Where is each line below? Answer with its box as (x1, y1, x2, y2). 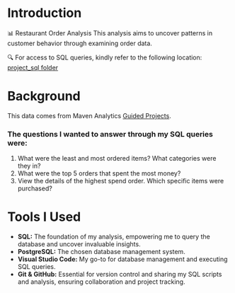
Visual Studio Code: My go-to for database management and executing (17, 255, 228, 263)
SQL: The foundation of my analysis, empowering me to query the (17, 232, 210, 241)
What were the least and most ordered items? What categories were (17, 154, 217, 163)
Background (7, 88, 81, 104)
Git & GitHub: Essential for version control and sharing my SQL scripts (17, 270, 222, 279)
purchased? (17, 184, 53, 193)
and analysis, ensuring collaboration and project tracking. (17, 277, 185, 286)
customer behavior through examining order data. (7, 39, 152, 47)
